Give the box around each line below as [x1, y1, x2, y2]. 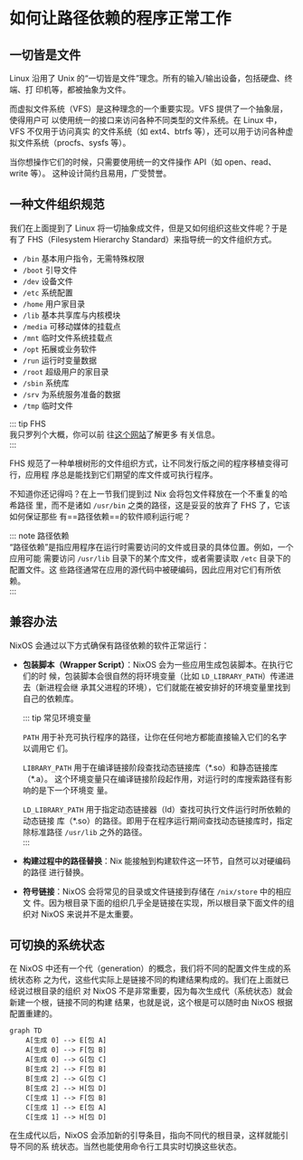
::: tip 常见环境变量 [22, 712, 92, 723]
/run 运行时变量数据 [22, 355, 98, 366]
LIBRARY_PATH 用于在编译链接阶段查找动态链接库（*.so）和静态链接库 [22, 762, 279, 773]
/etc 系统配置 [22, 287, 74, 298]
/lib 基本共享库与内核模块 [22, 309, 121, 320]
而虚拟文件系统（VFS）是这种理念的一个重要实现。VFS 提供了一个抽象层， [9, 103, 288, 114]
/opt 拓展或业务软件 [22, 343, 98, 354]
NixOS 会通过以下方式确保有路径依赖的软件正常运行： [9, 640, 210, 651]
